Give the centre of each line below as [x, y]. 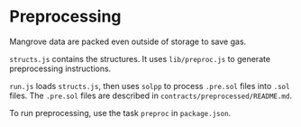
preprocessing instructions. [60, 68]
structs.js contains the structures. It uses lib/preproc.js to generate [140, 59]
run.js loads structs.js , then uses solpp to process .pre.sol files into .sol [150, 86]
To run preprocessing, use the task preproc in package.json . [120, 113]
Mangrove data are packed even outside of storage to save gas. [128, 41]
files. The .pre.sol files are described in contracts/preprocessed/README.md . [151, 95]
